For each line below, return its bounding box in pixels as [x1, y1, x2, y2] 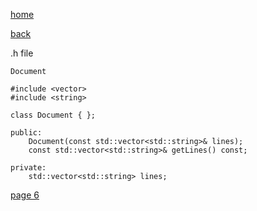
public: [10, 128, 43, 138]
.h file [10, 47, 34, 59]
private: [10, 163, 47, 173]
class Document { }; [10, 110, 97, 120]
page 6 [10, 189, 40, 201]
